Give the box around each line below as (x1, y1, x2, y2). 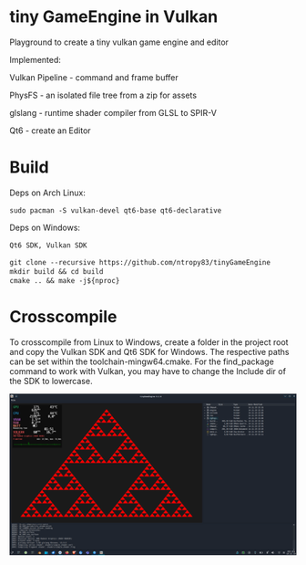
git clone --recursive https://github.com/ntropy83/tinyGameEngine (9, 257, 271, 267)
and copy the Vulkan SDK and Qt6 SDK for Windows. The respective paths (9, 346, 290, 357)
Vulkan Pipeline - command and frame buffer (9, 71, 179, 83)
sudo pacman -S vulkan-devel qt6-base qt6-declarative (9, 205, 222, 215)
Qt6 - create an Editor (9, 125, 91, 136)
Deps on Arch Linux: (9, 187, 87, 198)
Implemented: (9, 54, 62, 65)
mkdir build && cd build (9, 267, 104, 276)
